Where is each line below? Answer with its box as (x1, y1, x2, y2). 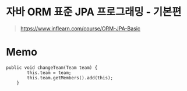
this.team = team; (27, 69, 72, 76)
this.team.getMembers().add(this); (27, 75, 114, 80)
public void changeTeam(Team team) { (6, 65, 98, 71)
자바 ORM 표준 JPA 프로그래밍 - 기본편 (6, 5, 182, 19)
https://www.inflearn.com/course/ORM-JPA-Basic (20, 24, 141, 32)
